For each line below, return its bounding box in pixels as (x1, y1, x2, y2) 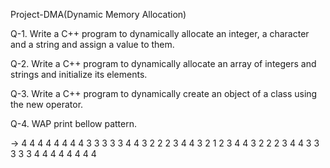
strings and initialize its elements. (10, 69, 148, 80)
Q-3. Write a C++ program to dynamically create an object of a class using (10, 88, 318, 99)
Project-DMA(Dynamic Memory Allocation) (10, 9, 187, 20)
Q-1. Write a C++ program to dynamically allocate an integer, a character (10, 28, 310, 39)
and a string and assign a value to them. (10, 39, 175, 50)
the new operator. (10, 99, 84, 110)
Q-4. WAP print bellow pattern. (10, 118, 137, 129)
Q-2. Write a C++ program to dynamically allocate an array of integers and (10, 58, 317, 69)
